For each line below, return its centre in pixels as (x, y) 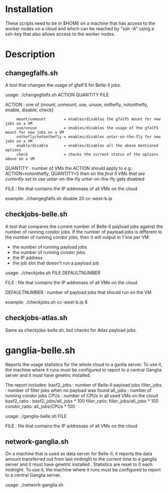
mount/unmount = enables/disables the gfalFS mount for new (89, 119)
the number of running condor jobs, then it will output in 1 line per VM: (78, 237)
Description (30, 54)
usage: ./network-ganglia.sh (34, 485)
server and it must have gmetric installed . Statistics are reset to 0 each (79, 464)
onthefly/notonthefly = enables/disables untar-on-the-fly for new (89, 137)
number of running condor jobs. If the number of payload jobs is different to (84, 232)
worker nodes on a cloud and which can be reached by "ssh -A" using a (80, 28)
